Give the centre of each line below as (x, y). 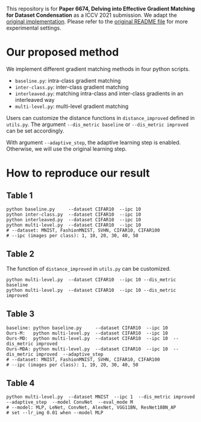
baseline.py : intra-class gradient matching (68, 80)
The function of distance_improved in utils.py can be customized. (89, 268)
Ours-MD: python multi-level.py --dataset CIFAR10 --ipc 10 (87, 338)
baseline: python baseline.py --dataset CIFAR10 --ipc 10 (87, 328)
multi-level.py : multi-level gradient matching (72, 106)
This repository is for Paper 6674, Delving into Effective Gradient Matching (101, 9)
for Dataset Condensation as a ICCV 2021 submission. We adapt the (92, 15)
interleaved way (35, 99)
